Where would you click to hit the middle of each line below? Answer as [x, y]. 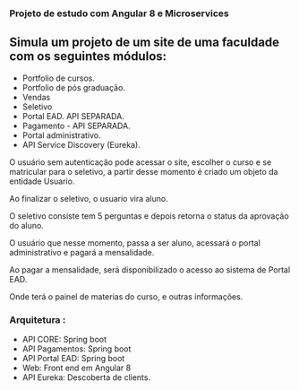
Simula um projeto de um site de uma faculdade [145, 43]
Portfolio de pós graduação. [73, 87]
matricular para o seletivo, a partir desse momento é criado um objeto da [144, 171]
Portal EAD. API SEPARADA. [73, 116]
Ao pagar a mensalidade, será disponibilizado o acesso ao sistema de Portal [150, 269]
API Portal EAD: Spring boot [73, 359]
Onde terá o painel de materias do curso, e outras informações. [126, 296]
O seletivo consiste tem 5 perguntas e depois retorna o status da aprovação [149, 216]
